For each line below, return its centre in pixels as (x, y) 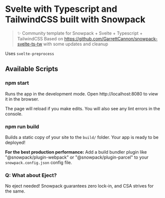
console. (14, 114)
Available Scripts (32, 69)
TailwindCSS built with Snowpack (75, 19)
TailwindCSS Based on (40, 38)
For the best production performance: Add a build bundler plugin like (76, 152)
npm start (17, 83)
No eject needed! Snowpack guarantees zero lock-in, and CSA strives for (79, 186)
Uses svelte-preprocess (30, 53)
